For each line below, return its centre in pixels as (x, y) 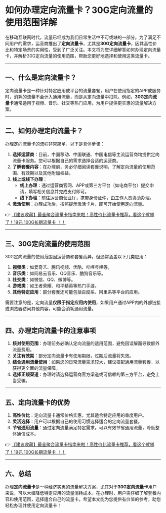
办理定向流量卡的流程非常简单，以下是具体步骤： (55, 144)
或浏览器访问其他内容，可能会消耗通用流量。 (51, 309)
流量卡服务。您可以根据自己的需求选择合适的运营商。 (66, 160)
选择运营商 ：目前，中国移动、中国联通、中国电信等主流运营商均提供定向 (86, 154)
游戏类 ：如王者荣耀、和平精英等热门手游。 (56, 286)
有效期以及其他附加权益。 (47, 173)
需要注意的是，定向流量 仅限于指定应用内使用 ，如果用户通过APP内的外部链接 (83, 302)
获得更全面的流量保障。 (36, 368)
